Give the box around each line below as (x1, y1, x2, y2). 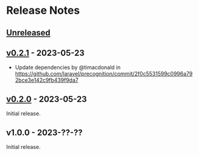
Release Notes (6, 4, 80, 17)
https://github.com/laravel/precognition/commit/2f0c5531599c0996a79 (14, 70, 193, 77)
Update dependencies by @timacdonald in (14, 64, 121, 71)
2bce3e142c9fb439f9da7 (14, 76, 79, 84)
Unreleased (6, 28, 51, 38)
